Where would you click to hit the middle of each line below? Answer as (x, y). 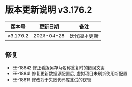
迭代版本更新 (84, 36)
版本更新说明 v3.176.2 (49, 10)
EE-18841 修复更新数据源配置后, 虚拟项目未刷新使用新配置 (70, 73)
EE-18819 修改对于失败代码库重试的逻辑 (51, 79)
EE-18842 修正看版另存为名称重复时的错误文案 (58, 67)
